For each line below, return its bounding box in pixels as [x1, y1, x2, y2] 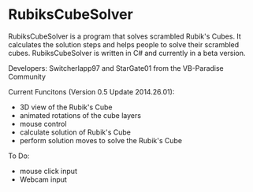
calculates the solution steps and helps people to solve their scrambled [8, 39, 240, 49]
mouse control [19, 119, 67, 128]
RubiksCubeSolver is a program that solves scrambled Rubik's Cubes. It [8, 31, 242, 41]
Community [8, 72, 46, 81]
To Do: [8, 151, 30, 161]
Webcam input [19, 175, 67, 184]
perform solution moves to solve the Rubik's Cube [19, 135, 183, 145]
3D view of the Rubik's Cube [19, 102, 113, 112]
